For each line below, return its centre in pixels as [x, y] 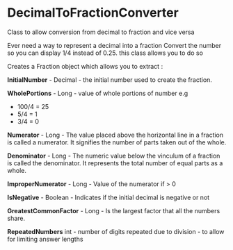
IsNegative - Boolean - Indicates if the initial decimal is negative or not [109, 197]
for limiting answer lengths [45, 239]
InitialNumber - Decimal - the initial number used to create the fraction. [110, 80]
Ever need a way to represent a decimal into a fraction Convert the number [114, 45]
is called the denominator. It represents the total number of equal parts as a [115, 163]
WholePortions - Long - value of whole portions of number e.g [98, 93]
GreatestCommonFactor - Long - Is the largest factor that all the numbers [114, 210]
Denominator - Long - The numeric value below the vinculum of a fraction [114, 156]
